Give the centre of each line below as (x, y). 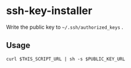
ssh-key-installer (49, 11)
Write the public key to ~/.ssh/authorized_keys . (65, 27)
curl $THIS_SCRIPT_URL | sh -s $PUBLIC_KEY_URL (66, 59)
